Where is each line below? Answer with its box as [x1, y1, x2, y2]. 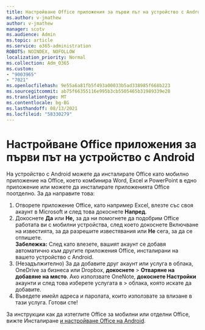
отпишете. [15, 234, 43, 242]
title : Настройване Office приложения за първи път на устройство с [6, 9, 184, 15]
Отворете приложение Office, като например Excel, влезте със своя [15, 202, 194, 209]
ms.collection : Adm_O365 [6, 60, 70, 66]
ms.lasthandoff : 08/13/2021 [6, 105, 78, 112]
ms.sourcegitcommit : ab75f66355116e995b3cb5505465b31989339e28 [6, 88, 171, 95]
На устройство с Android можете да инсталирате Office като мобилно [6, 170, 189, 178]
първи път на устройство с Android [6, 150, 195, 164]
